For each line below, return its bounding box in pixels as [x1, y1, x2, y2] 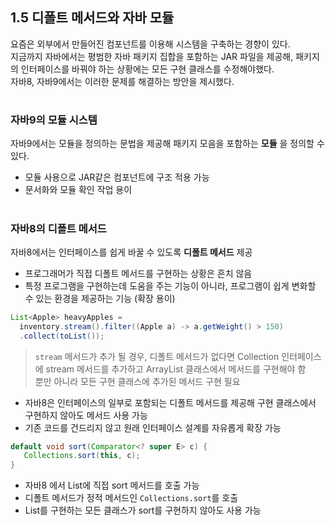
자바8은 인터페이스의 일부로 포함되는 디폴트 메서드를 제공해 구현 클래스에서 [24, 396, 317, 408]
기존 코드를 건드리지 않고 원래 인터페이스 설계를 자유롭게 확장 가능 [24, 421, 282, 433]
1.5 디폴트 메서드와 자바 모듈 [10, 9, 175, 27]
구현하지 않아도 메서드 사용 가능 [24, 409, 148, 421]
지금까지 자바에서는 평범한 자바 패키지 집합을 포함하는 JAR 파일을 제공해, [10, 50, 294, 62]
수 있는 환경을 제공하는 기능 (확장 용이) [24, 292, 176, 304]
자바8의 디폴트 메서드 [10, 221, 107, 235]
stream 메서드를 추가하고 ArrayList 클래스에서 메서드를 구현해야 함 [45, 363, 307, 375]
